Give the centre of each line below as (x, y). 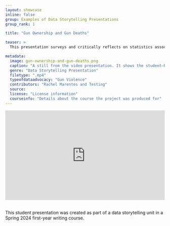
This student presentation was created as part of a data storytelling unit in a (84, 213)
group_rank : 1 (20, 24)
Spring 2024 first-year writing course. (45, 218)
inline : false (20, 15)
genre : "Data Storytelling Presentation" (54, 70)
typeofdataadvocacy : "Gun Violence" (48, 80)
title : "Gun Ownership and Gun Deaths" (47, 33)
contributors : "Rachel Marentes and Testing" (59, 85)
